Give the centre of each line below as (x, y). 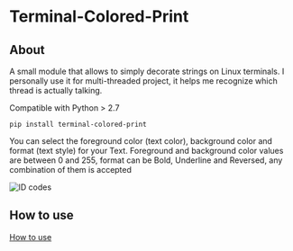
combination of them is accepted (71, 170)
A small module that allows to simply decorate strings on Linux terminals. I (147, 71)
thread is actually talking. (56, 90)
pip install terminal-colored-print (78, 124)
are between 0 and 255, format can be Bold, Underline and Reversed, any (146, 160)
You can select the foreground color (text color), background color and (141, 141)
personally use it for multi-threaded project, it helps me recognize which (143, 81)
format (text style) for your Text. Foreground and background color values (146, 151)
